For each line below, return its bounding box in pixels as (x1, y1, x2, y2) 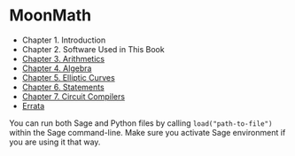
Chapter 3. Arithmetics (21, 53, 105, 64)
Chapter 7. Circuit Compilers (21, 90, 126, 102)
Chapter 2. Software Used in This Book (21, 43, 166, 54)
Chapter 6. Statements (21, 82, 105, 92)
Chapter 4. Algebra (21, 63, 92, 74)
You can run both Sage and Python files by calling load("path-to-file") (9, 117, 273, 129)
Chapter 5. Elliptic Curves (21, 72, 115, 82)
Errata (21, 100, 45, 111)
